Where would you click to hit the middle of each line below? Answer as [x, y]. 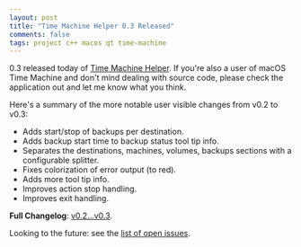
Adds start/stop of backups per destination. [103, 132]
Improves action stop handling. [80, 189]
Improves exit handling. [66, 198]
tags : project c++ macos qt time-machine [88, 43]
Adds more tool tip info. [66, 180]
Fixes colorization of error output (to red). [99, 170]
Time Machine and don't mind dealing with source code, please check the [146, 78]
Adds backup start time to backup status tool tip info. [121, 141]
